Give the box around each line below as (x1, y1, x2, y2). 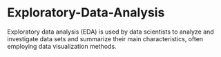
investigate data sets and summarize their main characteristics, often (7, 34, 204, 43)
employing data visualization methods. (7, 42, 117, 50)
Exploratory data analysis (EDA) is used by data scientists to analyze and (7, 27, 214, 36)
